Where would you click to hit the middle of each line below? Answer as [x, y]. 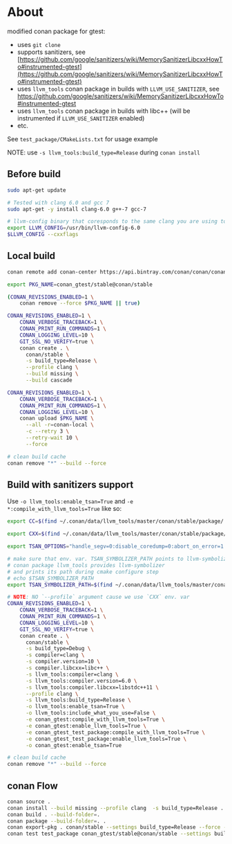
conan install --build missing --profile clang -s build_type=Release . [116, 808]
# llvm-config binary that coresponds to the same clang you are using [112, 222]
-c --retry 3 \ [47, 431]
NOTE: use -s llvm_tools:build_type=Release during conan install [104, 152]
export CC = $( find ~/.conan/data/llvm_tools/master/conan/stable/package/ [116, 521]
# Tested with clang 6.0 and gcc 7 [58, 203]
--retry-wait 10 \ [52, 438]
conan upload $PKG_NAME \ [57, 419]
